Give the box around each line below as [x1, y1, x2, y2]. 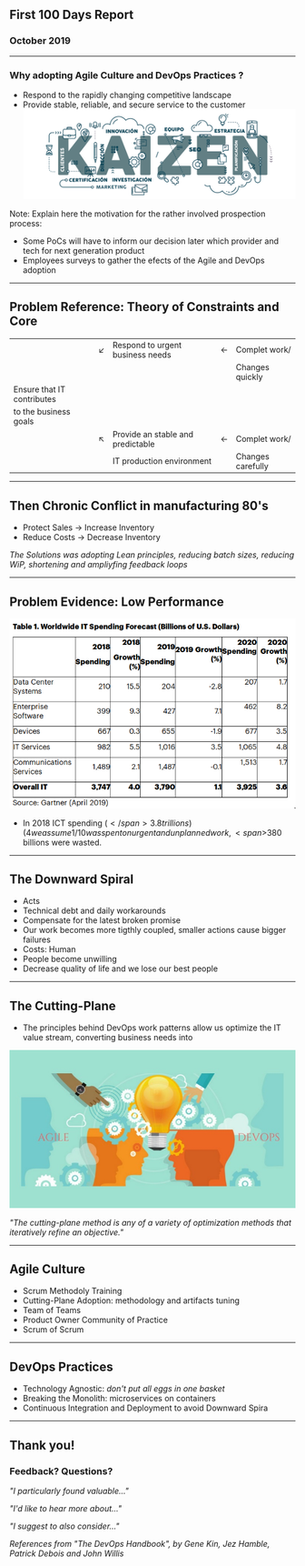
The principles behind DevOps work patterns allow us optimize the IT [22, 1022, 281, 1033]
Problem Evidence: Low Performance [9, 594, 224, 609]
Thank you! [9, 1437, 75, 1453]
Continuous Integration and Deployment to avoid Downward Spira [22, 1402, 269, 1413]
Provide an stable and [112, 428, 193, 439]
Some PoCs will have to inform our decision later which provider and [22, 236, 280, 246]
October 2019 [9, 35, 71, 47]
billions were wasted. [22, 837, 103, 848]
